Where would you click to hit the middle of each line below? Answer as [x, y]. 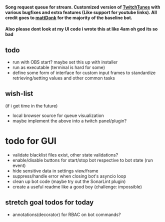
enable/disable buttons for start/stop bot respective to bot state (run [83, 160]
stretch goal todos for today [49, 202]
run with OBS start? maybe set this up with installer [65, 62]
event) [19, 165]
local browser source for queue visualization [58, 115]
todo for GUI [31, 141]
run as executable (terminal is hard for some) [59, 67]
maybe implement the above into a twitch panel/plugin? [69, 120]
